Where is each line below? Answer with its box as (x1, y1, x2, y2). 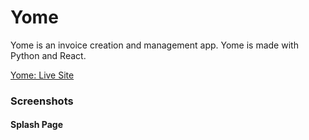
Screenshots (10, 94, 74, 108)
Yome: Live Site (10, 69, 75, 81)
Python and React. (10, 49, 87, 61)
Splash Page (10, 119, 63, 131)
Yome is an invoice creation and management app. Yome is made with (10, 39, 299, 51)
